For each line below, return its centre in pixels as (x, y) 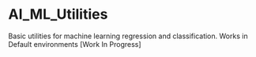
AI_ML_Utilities (58, 14)
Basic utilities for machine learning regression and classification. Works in (128, 36)
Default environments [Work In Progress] (75, 44)
